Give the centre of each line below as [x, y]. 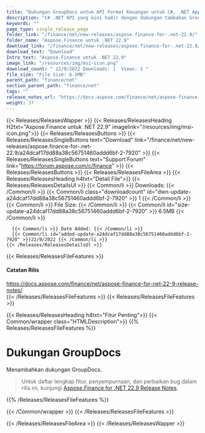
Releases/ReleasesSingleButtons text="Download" [70, 140]
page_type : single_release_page [47, 29]
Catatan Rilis [23, 270]
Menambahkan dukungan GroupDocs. [54, 369]
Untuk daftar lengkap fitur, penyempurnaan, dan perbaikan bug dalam [109, 381]
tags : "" [17, 92]
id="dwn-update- [169, 191]
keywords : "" [23, 23]
